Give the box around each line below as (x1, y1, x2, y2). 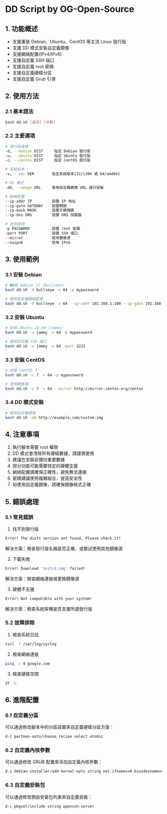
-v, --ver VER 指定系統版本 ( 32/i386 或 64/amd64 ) (5, 172, 120, 177)
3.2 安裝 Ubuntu (5, 313, 45, 320)
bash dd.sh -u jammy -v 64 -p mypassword (5, 330, 92, 335)
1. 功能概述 (5, 24, 38, 33)
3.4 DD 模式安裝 (5, 399, 44, 406)
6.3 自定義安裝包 (5, 782, 45, 789)
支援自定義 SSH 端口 (12, 57, 55, 63)
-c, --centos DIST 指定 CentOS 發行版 (5, 158, 91, 163)
